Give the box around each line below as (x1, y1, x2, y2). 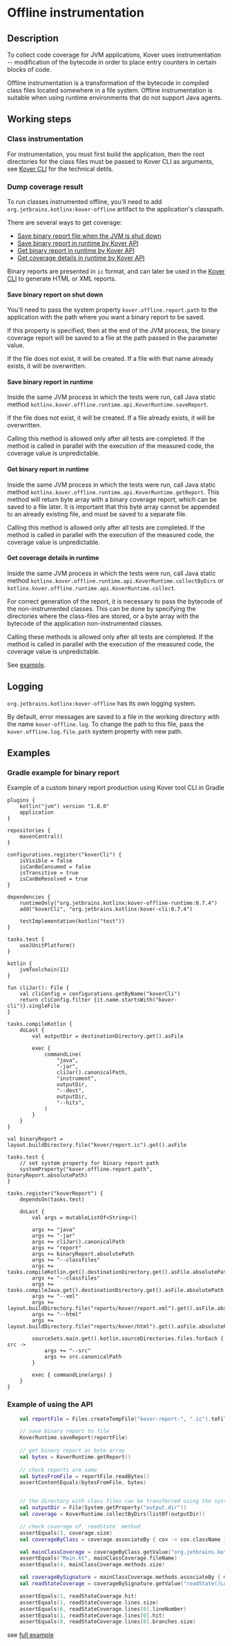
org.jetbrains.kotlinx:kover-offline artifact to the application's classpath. (7, 205, 224, 213)
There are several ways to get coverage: (7, 218, 122, 226)
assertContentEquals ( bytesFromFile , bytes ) (19, 1479, 147, 1486)
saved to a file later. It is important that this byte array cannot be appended (7, 503, 220, 511)
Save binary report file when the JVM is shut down (17, 232, 162, 240)
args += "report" (32, 1244, 81, 1252)
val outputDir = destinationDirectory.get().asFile (32, 1033, 184, 1040)
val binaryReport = (7, 1136, 64, 1143)
